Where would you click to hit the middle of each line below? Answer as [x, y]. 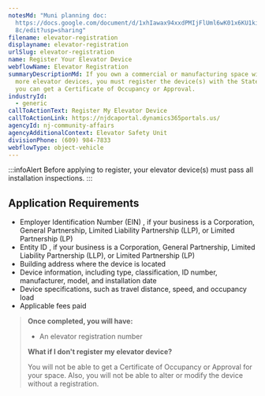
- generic [31, 103]
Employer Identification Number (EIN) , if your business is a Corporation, [137, 222]
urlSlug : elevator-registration [61, 52]
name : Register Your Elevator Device [70, 60]
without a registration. [63, 384]
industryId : [28, 96]
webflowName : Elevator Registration [68, 67]
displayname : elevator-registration [68, 45]
